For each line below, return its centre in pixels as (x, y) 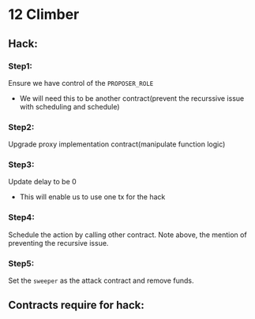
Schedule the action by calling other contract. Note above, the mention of (127, 235)
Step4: (22, 217)
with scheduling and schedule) (69, 106)
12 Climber (44, 15)
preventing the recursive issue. (58, 243)
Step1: (21, 66)
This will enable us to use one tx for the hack (92, 197)
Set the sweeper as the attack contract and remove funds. (101, 280)
